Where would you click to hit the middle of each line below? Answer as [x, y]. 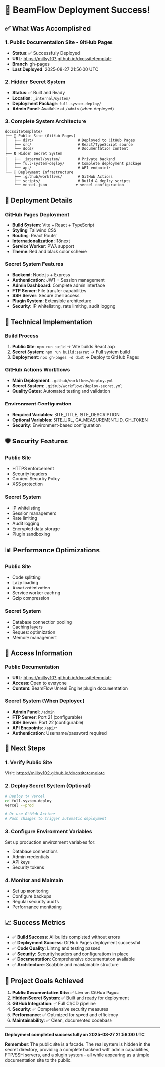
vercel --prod [20, 805]
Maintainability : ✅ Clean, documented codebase [62, 1020]
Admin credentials [30, 857]
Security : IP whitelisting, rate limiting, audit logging [64, 306]
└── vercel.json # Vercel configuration [69, 185]
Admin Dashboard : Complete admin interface [58, 285]
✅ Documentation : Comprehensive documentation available [73, 959]
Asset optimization [31, 588]
